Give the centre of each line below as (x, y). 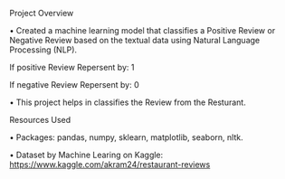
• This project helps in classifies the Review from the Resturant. (128, 102)
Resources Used (40, 120)
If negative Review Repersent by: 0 (74, 85)
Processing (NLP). (43, 50)
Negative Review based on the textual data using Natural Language (135, 40)
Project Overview (42, 13)
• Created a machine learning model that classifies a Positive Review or (142, 30)
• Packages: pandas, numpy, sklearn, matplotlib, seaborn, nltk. (126, 137)
